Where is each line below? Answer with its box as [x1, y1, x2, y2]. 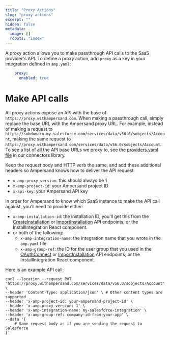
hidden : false [5, 21, 36, 27]
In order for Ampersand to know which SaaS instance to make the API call [5, 198, 160, 204]
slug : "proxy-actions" [5, 12, 53, 17]
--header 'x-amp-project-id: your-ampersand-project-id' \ [5, 299, 133, 304]
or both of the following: [12, 229, 64, 235]
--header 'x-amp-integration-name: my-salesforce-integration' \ [5, 307, 147, 313]
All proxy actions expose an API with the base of [5, 109, 107, 115]
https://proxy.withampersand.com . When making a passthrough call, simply [5, 115, 164, 121]
